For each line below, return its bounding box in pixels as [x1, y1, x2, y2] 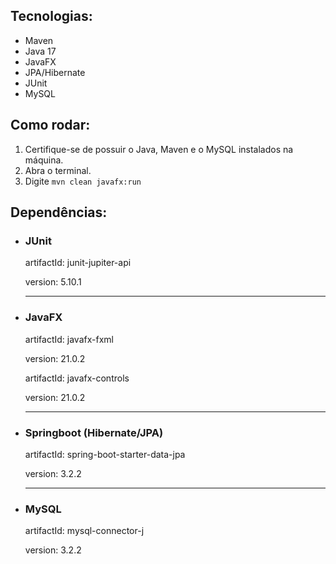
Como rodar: [10, 117, 91, 134]
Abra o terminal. [24, 164, 92, 176]
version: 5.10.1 [24, 276, 82, 288]
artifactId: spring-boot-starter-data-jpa [24, 448, 186, 460]
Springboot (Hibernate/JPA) [24, 425, 164, 439]
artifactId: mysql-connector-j [24, 525, 145, 537]
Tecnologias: [10, 8, 93, 25]
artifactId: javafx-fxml [24, 333, 114, 345]
